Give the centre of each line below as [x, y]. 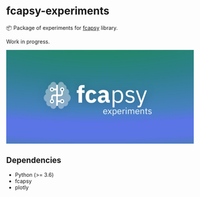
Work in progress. [28, 41]
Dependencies [34, 160]
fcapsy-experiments [58, 11]
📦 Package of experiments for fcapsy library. [62, 27]
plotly [22, 187]
